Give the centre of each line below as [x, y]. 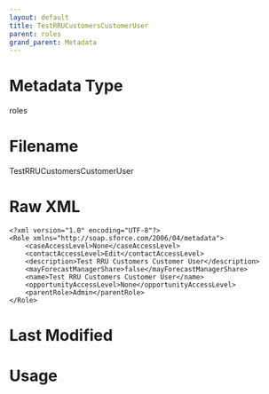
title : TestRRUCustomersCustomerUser [79, 26]
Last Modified [61, 336]
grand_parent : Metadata [53, 42]
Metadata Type [66, 86]
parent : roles [36, 34]
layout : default [39, 17]
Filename [44, 146]
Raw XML [45, 207]
